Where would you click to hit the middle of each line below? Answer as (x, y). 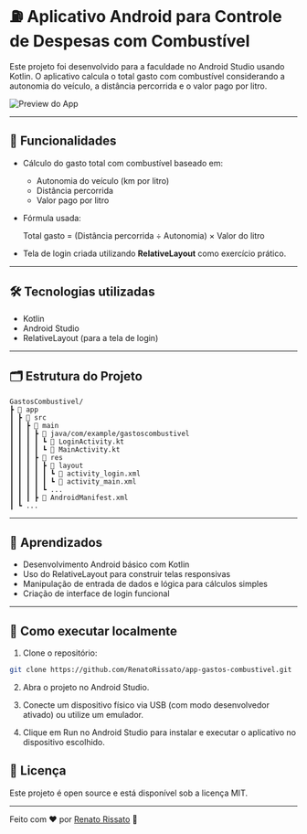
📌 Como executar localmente (94, 631)
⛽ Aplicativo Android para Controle (146, 17)
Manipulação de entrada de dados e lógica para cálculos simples (145, 584)
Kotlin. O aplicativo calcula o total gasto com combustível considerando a (147, 76)
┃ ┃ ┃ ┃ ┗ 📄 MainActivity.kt (65, 450)
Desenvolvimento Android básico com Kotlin (106, 564)
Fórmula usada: (52, 218)
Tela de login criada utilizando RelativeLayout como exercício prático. (154, 253)
